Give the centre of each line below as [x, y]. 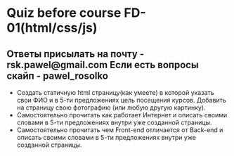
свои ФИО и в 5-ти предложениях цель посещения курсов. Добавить [121, 100]
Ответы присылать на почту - [76, 54]
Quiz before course [64, 13]
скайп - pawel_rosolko [57, 76]
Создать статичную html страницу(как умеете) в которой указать [116, 92]
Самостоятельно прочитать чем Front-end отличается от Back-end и [120, 130]
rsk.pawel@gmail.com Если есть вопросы [103, 65]
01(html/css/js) [52, 28]
